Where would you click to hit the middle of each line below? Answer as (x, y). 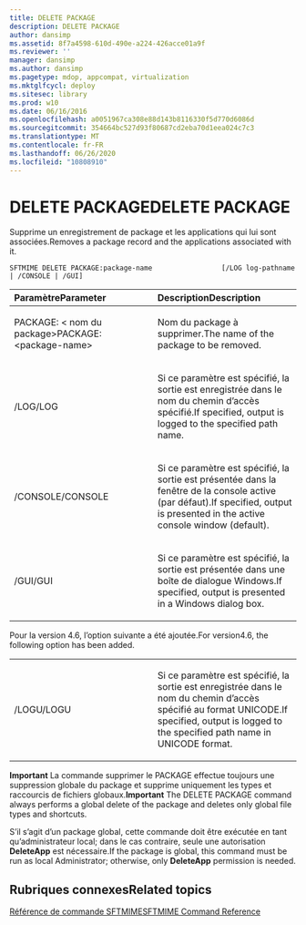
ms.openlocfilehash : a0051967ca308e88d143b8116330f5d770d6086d (132, 119)
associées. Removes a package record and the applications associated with (150, 242)
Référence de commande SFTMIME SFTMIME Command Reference (135, 911)
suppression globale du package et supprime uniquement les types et (141, 786)
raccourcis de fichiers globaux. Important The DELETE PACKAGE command (151, 795)
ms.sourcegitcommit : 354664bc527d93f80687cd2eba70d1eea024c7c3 (132, 128)
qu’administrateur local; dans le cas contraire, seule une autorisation (138, 842)
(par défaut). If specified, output (225, 502)
